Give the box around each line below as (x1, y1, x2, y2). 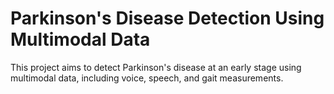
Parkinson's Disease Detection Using (10, 7, 325, 30)
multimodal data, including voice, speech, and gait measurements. (10, 72, 284, 84)
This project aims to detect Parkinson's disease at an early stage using (10, 61, 302, 73)
